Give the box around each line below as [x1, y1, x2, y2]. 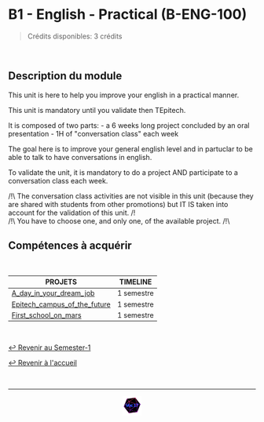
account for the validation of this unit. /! [8, 208, 136, 217]
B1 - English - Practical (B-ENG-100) [8, 5, 247, 24]
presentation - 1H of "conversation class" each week [8, 129, 179, 138]
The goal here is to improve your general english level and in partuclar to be [8, 144, 253, 154]
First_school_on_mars [11, 310, 82, 319]
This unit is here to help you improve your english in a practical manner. [8, 90, 240, 100]
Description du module [8, 69, 123, 83]
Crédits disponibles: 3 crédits [27, 31, 123, 41]
